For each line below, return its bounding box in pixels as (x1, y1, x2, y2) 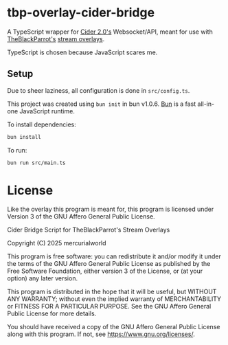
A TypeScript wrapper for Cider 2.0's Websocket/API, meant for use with (7, 27, 213, 36)
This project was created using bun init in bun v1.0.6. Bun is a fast (7, 100, 196, 108)
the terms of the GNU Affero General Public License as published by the (7, 260, 211, 268)
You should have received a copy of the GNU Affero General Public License (7, 323, 220, 331)
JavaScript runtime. (19, 107, 76, 115)
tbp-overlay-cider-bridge (7, 5, 155, 21)
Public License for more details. (7, 309, 97, 318)
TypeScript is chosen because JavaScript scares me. (7, 48, 158, 56)
